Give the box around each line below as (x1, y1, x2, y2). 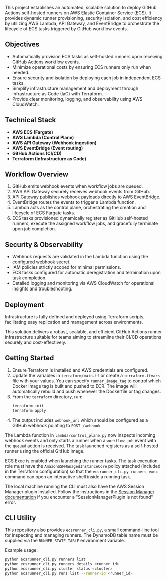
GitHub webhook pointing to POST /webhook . (12, 422, 102, 428)
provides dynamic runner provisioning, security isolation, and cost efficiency (5, 15, 163, 21)
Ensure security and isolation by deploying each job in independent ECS (12, 75, 161, 81)
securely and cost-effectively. (5, 339, 66, 345)
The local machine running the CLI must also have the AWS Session (5, 483, 145, 489)
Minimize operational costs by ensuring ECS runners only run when (12, 64, 151, 70)
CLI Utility (5, 514, 36, 522)
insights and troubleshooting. (12, 285, 73, 292)
